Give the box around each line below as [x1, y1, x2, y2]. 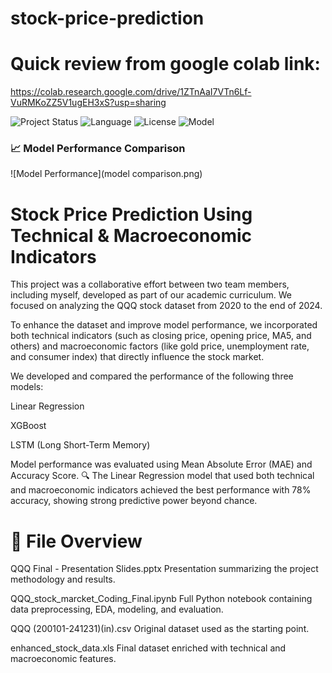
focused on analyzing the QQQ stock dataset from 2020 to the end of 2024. [10, 300, 323, 312]
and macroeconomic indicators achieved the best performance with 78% [10, 484, 312, 496]
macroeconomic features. [10, 653, 117, 665]
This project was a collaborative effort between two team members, [10, 278, 290, 291]
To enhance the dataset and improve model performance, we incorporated [10, 319, 318, 331]
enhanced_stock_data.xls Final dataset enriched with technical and [10, 642, 287, 654]
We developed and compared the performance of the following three [10, 370, 294, 382]
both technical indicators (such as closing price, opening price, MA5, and [10, 330, 312, 342]
